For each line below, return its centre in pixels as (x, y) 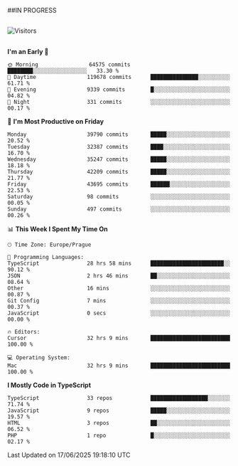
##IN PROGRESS (32, 10)
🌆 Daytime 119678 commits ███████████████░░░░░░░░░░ (119, 77)
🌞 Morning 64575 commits (69, 64)
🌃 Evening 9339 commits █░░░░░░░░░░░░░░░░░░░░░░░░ (119, 89)
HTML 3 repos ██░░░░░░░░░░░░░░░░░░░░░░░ (119, 423)
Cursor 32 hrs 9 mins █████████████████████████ (119, 338)
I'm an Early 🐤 (28, 51)
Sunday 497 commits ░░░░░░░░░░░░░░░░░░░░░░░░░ (119, 209)
